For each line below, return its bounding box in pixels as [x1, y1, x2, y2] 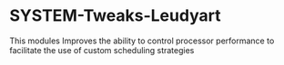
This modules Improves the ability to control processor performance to [9, 35, 275, 46]
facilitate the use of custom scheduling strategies [9, 44, 195, 55]
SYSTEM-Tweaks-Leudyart [9, 5, 221, 26]
